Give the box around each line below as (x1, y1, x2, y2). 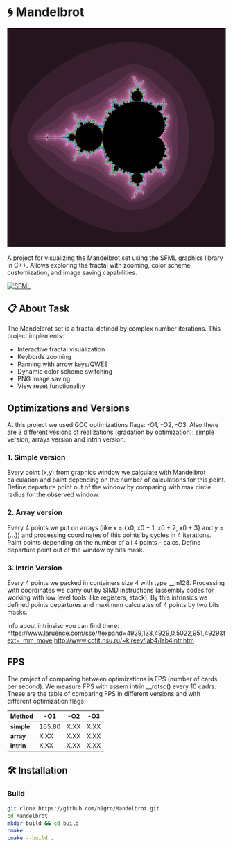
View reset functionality (17, 382, 85, 390)
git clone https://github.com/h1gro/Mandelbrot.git (7, 805, 159, 812)
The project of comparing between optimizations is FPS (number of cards (7, 674, 218, 683)
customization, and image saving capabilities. (7, 268, 137, 277)
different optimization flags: (7, 697, 86, 705)
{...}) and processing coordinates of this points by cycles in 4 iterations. (7, 531, 212, 539)
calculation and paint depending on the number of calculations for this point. (7, 475, 226, 484)
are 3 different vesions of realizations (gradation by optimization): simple (7, 428, 215, 437)
